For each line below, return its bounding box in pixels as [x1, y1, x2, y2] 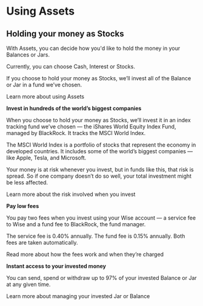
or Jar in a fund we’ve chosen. [6, 81, 82, 88]
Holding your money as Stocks [6, 29, 124, 39]
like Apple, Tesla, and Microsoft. [6, 154, 87, 161]
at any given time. [6, 281, 51, 288]
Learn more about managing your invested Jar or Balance [6, 293, 150, 299]
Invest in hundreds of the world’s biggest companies [6, 105, 142, 112]
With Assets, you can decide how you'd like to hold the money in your [6, 44, 181, 52]
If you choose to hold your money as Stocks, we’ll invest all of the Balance [6, 75, 191, 82]
